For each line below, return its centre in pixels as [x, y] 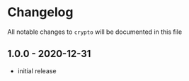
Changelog [40, 12]
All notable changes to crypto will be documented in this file [95, 32]
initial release [37, 70]
